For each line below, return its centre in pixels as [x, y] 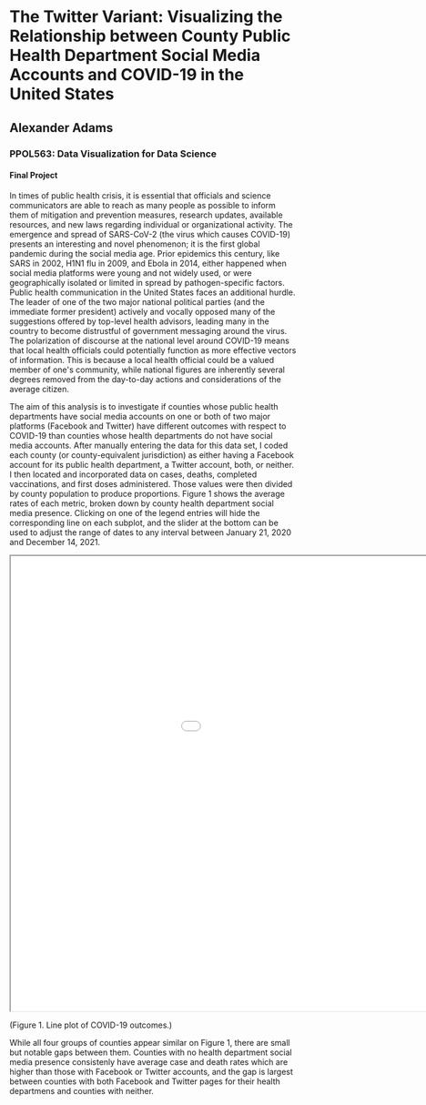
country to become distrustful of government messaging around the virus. [148, 330]
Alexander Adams [61, 128]
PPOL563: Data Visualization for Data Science [113, 154]
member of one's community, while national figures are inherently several [147, 370]
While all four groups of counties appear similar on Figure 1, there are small [150, 1042]
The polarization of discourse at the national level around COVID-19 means [149, 340]
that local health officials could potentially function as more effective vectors [153, 350]
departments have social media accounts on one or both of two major [140, 416]
